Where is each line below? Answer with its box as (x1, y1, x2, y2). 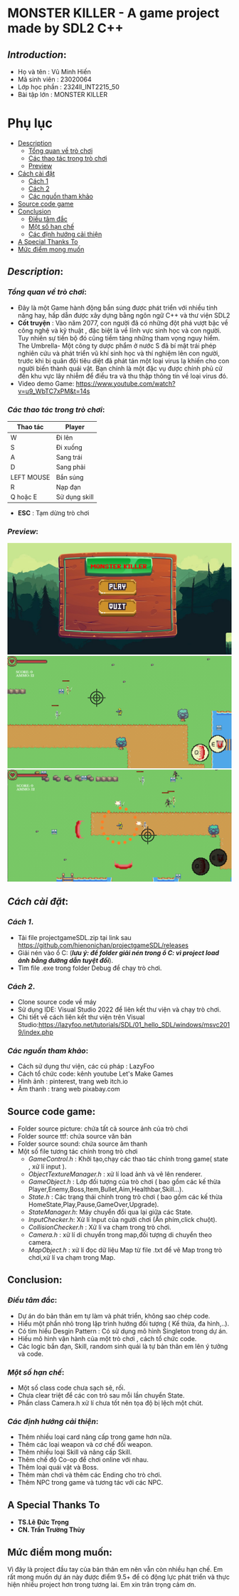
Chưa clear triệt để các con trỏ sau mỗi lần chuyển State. (17, 1391, 185, 1400)
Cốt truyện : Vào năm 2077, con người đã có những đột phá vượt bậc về (17, 318, 229, 327)
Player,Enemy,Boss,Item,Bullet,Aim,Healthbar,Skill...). (28, 1185, 184, 1193)
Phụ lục (7, 116, 53, 131)
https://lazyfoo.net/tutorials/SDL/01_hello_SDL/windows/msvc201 (38, 1020, 230, 1029)
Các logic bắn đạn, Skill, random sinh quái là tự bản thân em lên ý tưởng (17, 1342, 228, 1350)
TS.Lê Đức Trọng (17, 1518, 69, 1527)
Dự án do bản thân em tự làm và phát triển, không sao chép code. (17, 1311, 211, 1320)
